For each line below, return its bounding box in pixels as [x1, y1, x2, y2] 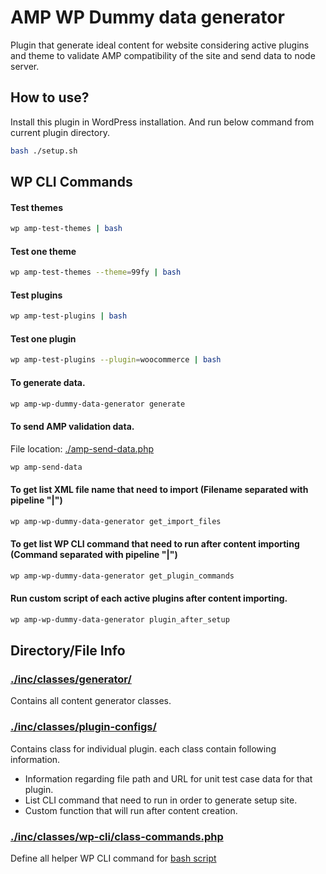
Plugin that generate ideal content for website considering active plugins [10, 39, 310, 51]
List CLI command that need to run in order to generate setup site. [24, 794, 298, 806]
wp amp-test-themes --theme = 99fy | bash [10, 267, 182, 278]
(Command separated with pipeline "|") [10, 549, 178, 561]
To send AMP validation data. [10, 421, 135, 432]
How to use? [10, 89, 90, 106]
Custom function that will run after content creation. [24, 804, 238, 816]
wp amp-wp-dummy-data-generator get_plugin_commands [10, 571, 235, 581]
